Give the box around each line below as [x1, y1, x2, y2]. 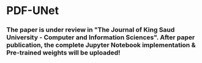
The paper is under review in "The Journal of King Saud [6, 26, 175, 34]
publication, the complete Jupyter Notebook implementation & [6, 41, 196, 50]
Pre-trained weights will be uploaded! [6, 48, 121, 57]
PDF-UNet [6, 4, 59, 18]
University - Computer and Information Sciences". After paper [6, 33, 195, 42]
